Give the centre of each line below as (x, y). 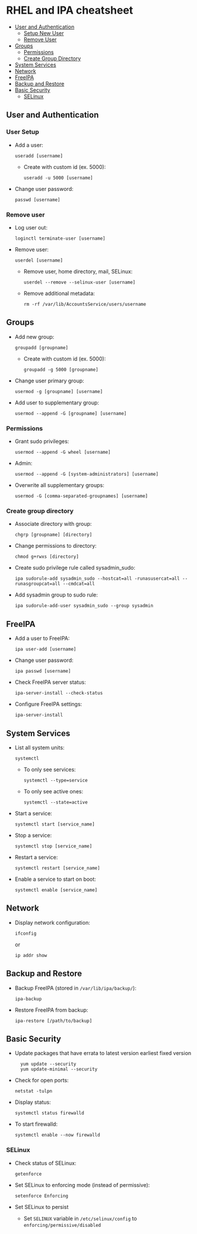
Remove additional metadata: (59, 293)
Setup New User (44, 33)
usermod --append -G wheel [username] (63, 453)
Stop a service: (33, 835)
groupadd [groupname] (41, 348)
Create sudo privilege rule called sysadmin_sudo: (75, 568)
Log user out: (31, 227)
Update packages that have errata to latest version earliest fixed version (103, 1053)
